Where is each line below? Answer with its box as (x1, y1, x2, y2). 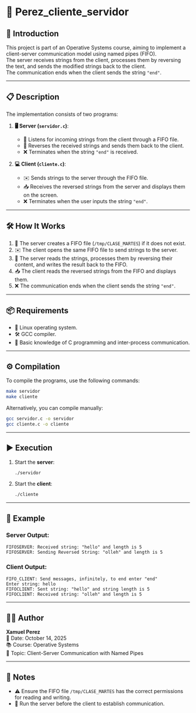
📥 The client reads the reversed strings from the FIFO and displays (14, 268, 176, 275)
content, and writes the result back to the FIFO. (14, 260, 128, 268)
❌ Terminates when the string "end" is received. (23, 148, 138, 155)
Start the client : (14, 480, 52, 488)
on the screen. (23, 191, 58, 198)
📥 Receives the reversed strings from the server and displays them (23, 183, 185, 190)
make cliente (6, 394, 38, 400)
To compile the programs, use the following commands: (6, 377, 140, 384)
